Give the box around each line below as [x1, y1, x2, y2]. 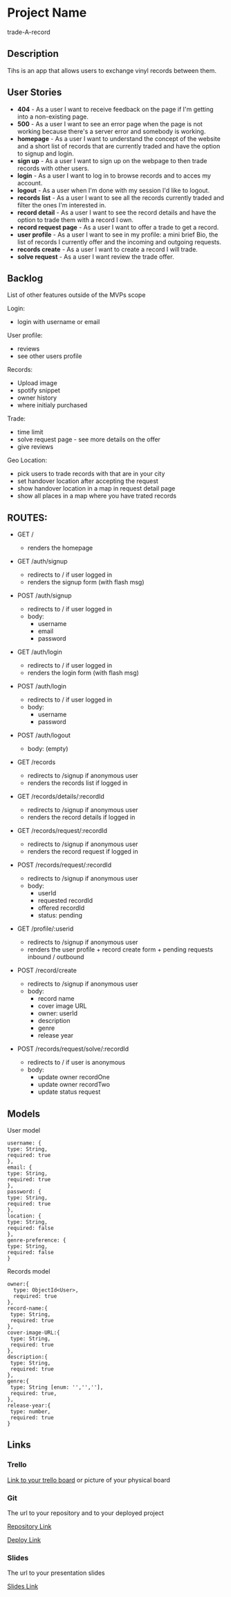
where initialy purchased [17, 401, 88, 409]
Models [7, 1108, 40, 1119]
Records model [7, 1267, 50, 1275]
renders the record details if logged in [27, 813, 136, 822]
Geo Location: [7, 456, 47, 464]
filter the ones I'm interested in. [17, 201, 107, 209]
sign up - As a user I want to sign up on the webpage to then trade [17, 156, 207, 164]
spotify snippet [17, 387, 61, 395]
